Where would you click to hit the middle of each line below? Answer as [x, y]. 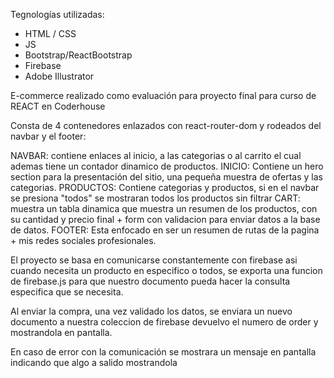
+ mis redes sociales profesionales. [83, 240]
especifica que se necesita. [67, 292]
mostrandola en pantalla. [61, 332]
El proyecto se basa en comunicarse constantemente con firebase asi [154, 260]
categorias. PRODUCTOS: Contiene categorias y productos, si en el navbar [165, 187]
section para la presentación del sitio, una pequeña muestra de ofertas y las [166, 177]
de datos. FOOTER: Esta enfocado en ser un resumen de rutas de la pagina [165, 230]
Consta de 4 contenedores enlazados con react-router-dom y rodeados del [166, 125]
